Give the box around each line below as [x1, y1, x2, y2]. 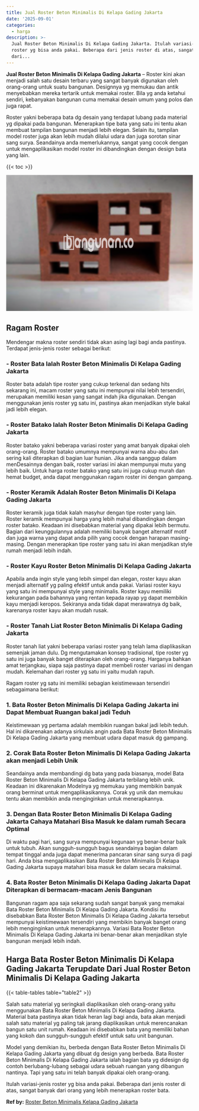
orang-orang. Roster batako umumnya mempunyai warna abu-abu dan [6, 448, 179, 455]
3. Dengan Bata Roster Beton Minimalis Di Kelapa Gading [6, 810, 172, 819]
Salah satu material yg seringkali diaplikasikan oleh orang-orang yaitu [6, 1000, 176, 1008]
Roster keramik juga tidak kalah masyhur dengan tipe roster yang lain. [6, 509, 176, 516]
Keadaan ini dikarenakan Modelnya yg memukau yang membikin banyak [6, 782, 182, 790]
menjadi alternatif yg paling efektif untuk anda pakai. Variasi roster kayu [6, 581, 182, 588]
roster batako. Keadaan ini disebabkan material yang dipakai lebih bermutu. [6, 521, 191, 528]
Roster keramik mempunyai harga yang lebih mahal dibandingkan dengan [6, 515, 185, 523]
